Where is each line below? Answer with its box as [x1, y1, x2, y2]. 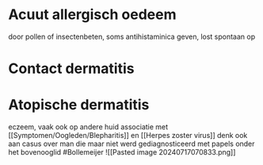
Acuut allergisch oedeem [8, 6, 177, 24]
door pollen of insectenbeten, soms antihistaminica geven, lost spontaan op [8, 32, 256, 41]
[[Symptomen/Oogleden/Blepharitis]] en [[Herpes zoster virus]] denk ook [8, 131, 248, 140]
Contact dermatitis [8, 59, 135, 78]
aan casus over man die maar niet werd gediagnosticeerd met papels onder [8, 139, 255, 148]
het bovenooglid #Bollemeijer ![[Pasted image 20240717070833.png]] [8, 148, 236, 157]
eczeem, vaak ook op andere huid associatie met [8, 122, 169, 132]
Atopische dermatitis [8, 96, 150, 114]
